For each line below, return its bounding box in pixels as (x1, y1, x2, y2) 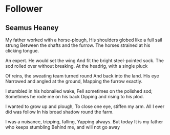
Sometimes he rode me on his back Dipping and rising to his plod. (5, 94, 144, 99)
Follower (5, 3, 43, 15)
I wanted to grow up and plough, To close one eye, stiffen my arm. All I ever (5, 103, 165, 110)
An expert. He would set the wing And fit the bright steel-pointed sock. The (5, 58, 164, 64)
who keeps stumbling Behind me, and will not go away (5, 124, 120, 130)
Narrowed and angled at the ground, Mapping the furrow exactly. (5, 78, 142, 84)
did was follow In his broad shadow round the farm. (5, 109, 114, 115)
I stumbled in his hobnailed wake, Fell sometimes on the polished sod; (5, 88, 153, 94)
